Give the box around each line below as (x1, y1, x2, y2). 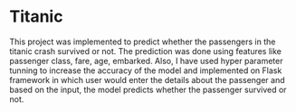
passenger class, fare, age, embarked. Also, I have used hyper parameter (9, 55, 283, 66)
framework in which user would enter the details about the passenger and (9, 74, 285, 85)
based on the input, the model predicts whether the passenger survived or (9, 84, 287, 95)
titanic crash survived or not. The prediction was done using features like (9, 45, 282, 56)
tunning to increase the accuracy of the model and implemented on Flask (9, 65, 282, 76)
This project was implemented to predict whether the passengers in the (9, 36, 276, 47)
